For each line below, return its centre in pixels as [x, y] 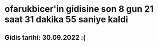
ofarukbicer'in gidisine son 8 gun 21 [79, 9]
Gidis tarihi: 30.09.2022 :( [45, 37]
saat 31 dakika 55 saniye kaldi [66, 19]
